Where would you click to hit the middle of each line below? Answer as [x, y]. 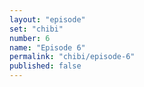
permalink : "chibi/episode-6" [72, 57]
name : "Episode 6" [47, 47]
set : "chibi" [36, 29]
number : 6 [30, 38]
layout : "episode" [47, 19]
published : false [45, 66]
